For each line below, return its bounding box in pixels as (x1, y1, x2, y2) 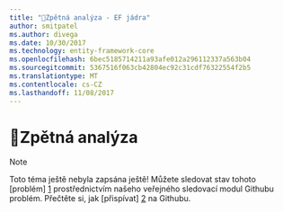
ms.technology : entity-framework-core (9, 47, 155, 56)
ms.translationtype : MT (9, 72, 99, 81)
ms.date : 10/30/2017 (9, 38, 87, 48)
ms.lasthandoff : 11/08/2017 (9, 88, 115, 97)
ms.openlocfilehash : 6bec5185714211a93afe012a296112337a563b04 (9, 55, 252, 64)
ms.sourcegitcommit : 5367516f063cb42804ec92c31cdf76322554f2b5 (9, 64, 252, 73)
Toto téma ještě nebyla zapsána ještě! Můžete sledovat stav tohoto (9, 174, 256, 185)
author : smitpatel (9, 22, 78, 31)
